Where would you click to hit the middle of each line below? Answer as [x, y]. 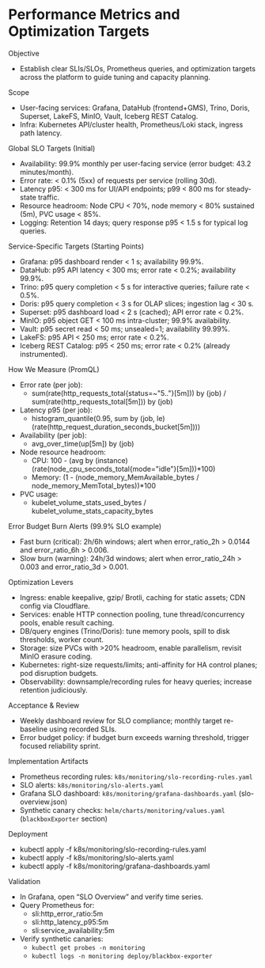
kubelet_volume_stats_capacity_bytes [93, 511]
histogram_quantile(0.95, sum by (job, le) [98, 418]
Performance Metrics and [94, 15]
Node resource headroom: [62, 452]
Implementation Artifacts [48, 761]
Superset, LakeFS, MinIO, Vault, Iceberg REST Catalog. [109, 116]
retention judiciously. [54, 689]
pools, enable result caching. [67, 622]
